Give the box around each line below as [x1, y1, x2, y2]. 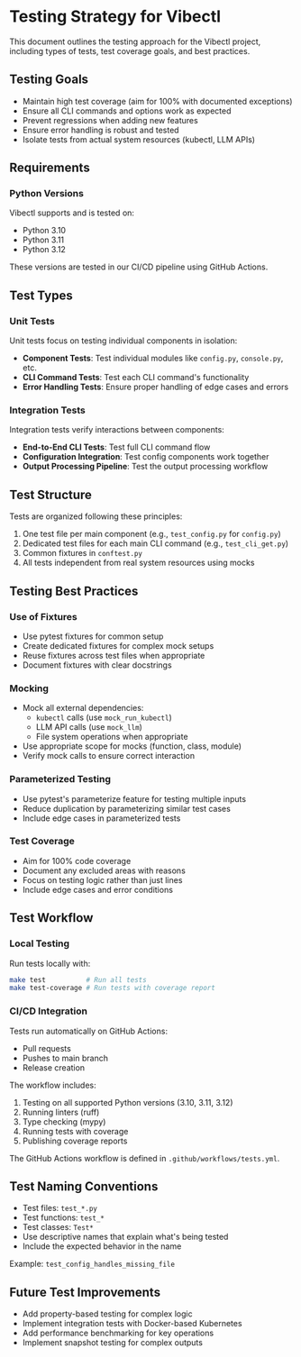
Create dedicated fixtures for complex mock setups [22, 640, 214, 651]
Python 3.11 [22, 234, 65, 245]
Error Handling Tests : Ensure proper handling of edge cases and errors [22, 381, 289, 393]
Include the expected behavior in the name [22, 1241, 182, 1252]
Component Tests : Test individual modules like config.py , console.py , [22, 353, 284, 364]
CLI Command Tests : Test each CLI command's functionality [22, 372, 250, 383]
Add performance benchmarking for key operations [22, 1327, 214, 1339]
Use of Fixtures [9, 610, 78, 623]
